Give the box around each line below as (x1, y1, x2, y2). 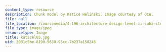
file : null (5, 16, 28, 21)
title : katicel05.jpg (5, 35, 50, 40)
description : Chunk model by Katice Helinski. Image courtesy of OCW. (5, 12, 154, 17)
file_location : (5, 21, 37, 26)
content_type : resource (5, 7, 54, 12)
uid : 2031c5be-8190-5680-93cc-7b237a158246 (5, 40, 96, 45)
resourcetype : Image (5, 30, 48, 35)
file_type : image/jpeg (5, 26, 52, 31)
